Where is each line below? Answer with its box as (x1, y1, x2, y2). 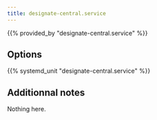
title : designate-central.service (7, 10, 107, 17)
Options (7, 49, 43, 60)
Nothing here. (7, 105, 46, 113)
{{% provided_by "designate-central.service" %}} (7, 29, 148, 37)
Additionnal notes (7, 86, 85, 98)
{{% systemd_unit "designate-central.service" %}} (7, 67, 151, 75)
